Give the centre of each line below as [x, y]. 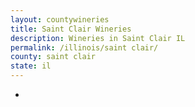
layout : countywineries [60, 19]
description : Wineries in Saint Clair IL [98, 38]
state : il [31, 66]
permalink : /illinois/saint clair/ [84, 47]
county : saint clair [53, 57]
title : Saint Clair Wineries [71, 29]
